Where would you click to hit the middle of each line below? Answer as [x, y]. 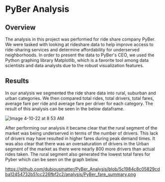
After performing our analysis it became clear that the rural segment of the [81, 128]
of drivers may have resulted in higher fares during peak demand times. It [80, 138]
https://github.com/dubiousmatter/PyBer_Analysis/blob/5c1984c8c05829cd [82, 169]
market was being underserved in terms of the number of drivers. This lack [82, 133]
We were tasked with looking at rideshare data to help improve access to [79, 45]
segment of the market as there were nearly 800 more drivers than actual [80, 149]
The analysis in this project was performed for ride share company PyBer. [80, 39]
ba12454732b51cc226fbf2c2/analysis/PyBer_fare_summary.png [71, 174]
